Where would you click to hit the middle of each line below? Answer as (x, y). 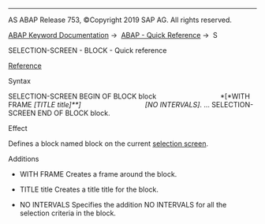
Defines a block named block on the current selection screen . (108, 144)
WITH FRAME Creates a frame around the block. (98, 174)
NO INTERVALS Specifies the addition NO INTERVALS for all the (123, 205)
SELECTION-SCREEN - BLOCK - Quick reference (88, 50)
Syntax (20, 81)
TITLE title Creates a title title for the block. (89, 189)
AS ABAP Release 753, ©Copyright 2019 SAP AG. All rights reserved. (120, 20)
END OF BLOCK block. (74, 113)
